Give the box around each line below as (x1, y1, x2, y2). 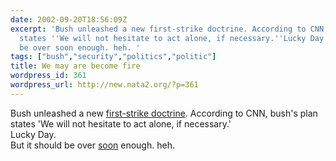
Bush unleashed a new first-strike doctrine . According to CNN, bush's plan (10, 107, 318, 119)
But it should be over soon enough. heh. (10, 139, 175, 151)
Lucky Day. (10, 128, 57, 140)
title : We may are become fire (10, 61, 141, 71)
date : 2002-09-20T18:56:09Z (10, 14, 128, 25)
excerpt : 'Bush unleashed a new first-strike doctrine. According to (10, 24, 307, 34)
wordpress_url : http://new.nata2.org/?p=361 (10, 80, 199, 90)
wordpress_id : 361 (10, 71, 87, 81)
